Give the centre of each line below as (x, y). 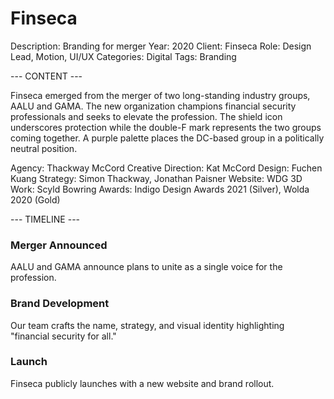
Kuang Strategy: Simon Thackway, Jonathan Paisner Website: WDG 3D (156, 178)
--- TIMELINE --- (45, 219)
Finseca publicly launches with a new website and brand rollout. (142, 383)
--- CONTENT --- (46, 76)
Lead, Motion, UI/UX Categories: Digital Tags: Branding (123, 56)
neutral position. (44, 148)
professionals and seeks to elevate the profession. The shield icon (146, 116)
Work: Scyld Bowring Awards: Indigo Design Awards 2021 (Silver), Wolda (160, 189)
